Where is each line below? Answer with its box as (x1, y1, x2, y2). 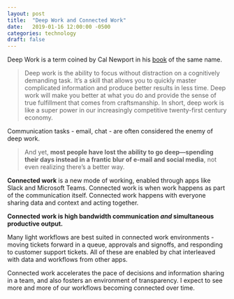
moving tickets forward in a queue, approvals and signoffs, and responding (7, 240, 224, 249)
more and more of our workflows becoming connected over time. (7, 284, 196, 292)
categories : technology (7, 29, 77, 37)
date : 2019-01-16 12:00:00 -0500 (7, 23, 111, 30)
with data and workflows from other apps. (7, 256, 128, 264)
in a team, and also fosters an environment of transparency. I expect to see (7, 277, 223, 285)
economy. (24, 113, 54, 122)
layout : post (7, 10, 45, 17)
